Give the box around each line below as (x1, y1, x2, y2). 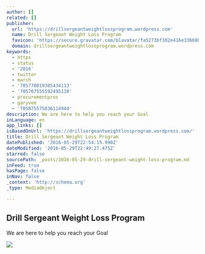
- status (12, 60, 34, 66)
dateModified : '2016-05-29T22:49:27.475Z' (6, 145, 116, 151)
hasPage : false (6, 168, 45, 174)
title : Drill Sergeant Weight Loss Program (6, 134, 119, 140)
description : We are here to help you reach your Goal (6, 111, 149, 117)
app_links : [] (6, 123, 43, 129)
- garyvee (12, 100, 37, 106)
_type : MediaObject (6, 185, 56, 191)
